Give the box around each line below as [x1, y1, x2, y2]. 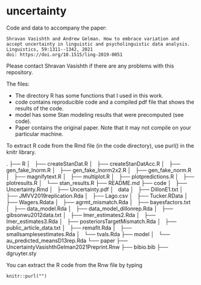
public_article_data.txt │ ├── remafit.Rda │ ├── [6, 224, 132, 231]
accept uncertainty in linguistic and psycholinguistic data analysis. [6, 41, 190, 47]
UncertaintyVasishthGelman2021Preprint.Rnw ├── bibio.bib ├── [6, 243, 168, 251]
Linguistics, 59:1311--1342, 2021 [6, 46, 94, 52]
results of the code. [14, 104, 64, 112]
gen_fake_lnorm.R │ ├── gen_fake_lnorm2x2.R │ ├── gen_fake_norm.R [6, 166, 192, 174]
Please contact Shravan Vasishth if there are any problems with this [6, 62, 174, 69]
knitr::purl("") [6, 273, 47, 279]
